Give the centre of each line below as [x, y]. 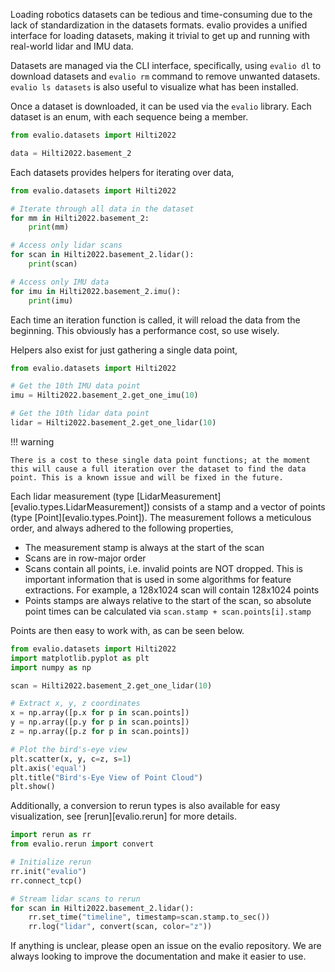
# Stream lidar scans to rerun [75, 899]
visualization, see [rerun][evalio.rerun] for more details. [124, 816]
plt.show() [33, 787]
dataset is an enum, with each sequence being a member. [129, 117]
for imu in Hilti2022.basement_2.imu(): [96, 291]
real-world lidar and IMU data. [72, 46]
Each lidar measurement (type [72, 496]
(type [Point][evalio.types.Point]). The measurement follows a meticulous [161, 517]
